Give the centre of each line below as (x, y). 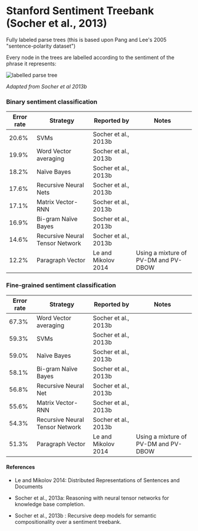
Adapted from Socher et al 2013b (47, 86)
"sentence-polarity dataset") (41, 46)
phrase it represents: (32, 64)
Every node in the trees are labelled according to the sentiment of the (90, 57)
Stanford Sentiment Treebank (80, 11)
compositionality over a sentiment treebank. (68, 522)
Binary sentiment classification (52, 101)
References (21, 467)
